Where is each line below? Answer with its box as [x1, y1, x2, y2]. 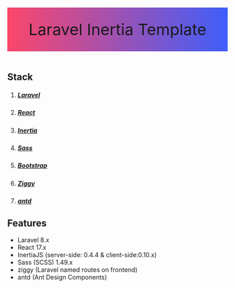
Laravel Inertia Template [28, 20, 207, 39]
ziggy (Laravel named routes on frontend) [17, 266, 138, 274]
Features [7, 217, 47, 229]
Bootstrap [17, 161, 48, 170]
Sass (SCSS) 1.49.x [17, 258, 73, 267]
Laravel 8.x [17, 236, 50, 245]
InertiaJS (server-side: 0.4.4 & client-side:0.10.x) [17, 251, 157, 259]
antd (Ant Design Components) [17, 273, 107, 282]
